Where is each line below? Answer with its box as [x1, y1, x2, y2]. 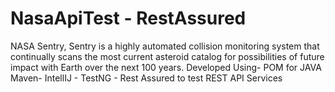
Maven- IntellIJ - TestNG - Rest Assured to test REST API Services [10, 72, 283, 84]
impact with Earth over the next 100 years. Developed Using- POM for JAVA [10, 61, 322, 73]
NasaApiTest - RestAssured [10, 7, 247, 30]
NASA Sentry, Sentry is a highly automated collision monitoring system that [10, 40, 320, 52]
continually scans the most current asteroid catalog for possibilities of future [10, 50, 325, 62]
